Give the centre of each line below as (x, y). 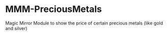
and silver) (16, 28)
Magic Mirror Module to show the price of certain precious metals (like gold (84, 23)
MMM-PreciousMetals (54, 9)
